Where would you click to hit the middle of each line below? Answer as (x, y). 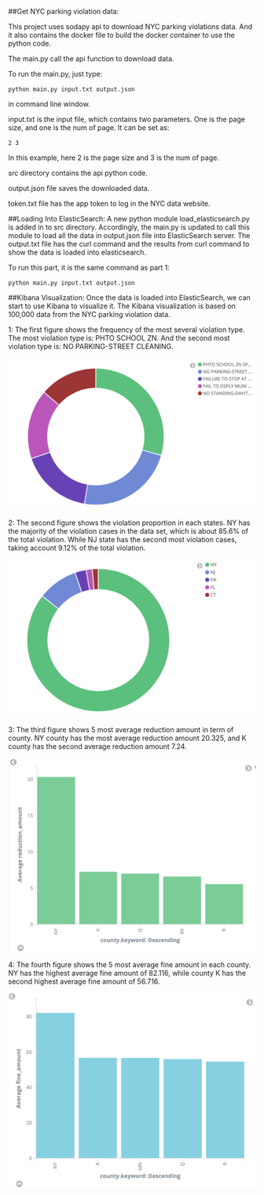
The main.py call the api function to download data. (91, 59)
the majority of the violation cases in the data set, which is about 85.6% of (128, 531)
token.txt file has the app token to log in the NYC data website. (109, 203)
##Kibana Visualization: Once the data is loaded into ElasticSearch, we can (130, 298)
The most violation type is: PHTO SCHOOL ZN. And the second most (119, 338)
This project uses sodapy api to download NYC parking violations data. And (130, 26)
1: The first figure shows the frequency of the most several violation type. (126, 329)
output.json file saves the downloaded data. (79, 188)
